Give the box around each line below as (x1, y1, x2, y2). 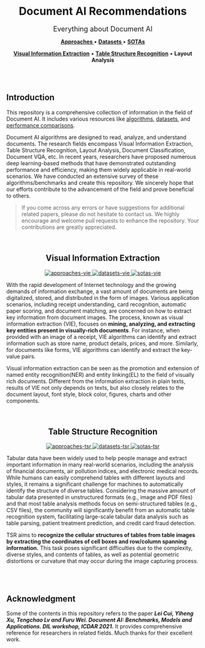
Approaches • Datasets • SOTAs (60, 38, 146, 45)
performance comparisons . (6, 121, 75, 129)
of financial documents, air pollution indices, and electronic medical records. (6, 467, 199, 475)
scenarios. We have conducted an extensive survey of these (6, 173, 159, 180)
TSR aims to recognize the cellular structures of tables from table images (6, 531, 196, 539)
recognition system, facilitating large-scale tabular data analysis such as (6, 513, 188, 521)
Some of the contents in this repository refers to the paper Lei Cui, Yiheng (6, 610, 194, 617)
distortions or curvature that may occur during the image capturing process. (6, 557, 199, 565)
